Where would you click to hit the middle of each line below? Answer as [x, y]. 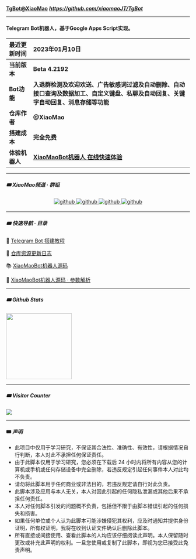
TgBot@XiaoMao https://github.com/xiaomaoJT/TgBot [74, 8]
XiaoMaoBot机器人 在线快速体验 [78, 157]
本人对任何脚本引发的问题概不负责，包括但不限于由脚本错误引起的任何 [99, 506]
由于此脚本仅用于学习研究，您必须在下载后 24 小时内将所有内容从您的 [98, 462]
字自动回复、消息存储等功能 [71, 102]
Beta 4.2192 [50, 69]
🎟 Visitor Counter [28, 395]
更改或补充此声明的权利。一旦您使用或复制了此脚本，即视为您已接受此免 [101, 543]
